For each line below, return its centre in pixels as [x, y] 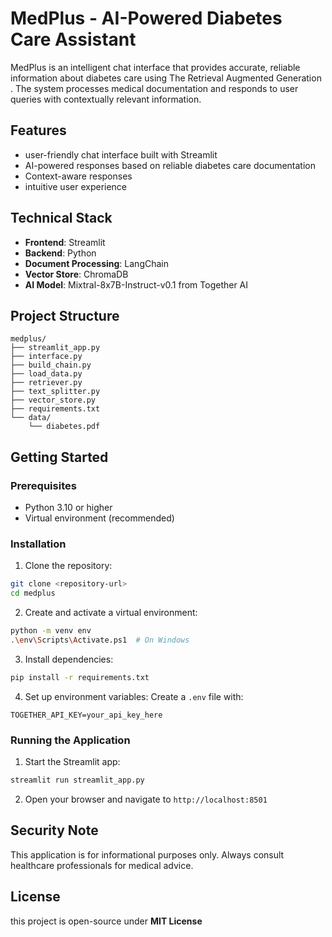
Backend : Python [60, 253]
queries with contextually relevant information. [106, 99]
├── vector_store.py [53, 400]
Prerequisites [43, 485]
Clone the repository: [68, 566]
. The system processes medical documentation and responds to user [154, 88]
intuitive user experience [76, 186]
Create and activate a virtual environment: [111, 613]
